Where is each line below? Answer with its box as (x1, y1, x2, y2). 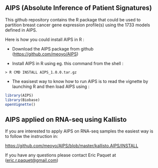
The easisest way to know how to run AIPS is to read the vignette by (12, 78, 149, 84)
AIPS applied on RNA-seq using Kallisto (5, 115, 127, 123)
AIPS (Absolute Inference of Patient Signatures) (5, 4, 152, 12)
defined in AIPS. (5, 27, 37, 33)
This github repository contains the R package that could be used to (5, 17, 141, 22)
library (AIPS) (5, 93, 34, 98)
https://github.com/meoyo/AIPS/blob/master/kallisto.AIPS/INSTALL (5, 143, 139, 149)
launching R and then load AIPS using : (12, 84, 90, 89)
